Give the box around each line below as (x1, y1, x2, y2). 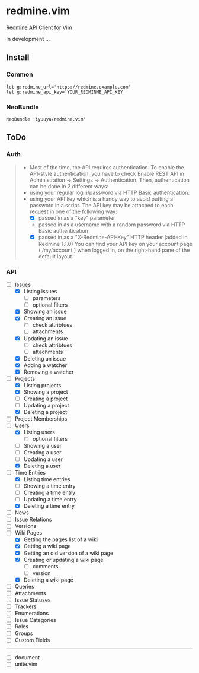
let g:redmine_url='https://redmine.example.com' (6, 84, 131, 90)
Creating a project (23, 395, 68, 402)
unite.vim (14, 661, 37, 668)
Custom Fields (14, 637, 50, 644)
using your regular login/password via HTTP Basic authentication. (29, 189, 190, 196)
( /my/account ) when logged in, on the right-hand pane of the (38, 247, 190, 254)
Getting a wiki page (23, 542, 71, 550)
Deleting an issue (23, 355, 66, 362)
